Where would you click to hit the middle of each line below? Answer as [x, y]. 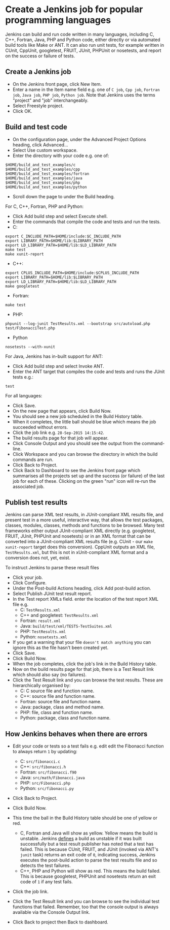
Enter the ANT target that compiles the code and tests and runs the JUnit [89, 371]
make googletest [22, 286]
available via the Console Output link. [51, 912]
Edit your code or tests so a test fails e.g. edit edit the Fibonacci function [88, 746]
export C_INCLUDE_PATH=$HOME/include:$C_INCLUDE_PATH [63, 236]
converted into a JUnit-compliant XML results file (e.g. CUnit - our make [79, 542]
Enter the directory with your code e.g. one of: [61, 156]
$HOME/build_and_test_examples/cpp [43, 169]
